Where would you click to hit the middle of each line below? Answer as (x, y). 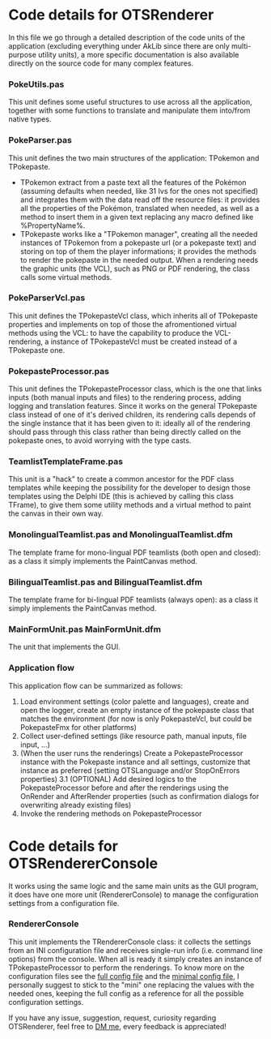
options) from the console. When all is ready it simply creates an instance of (135, 959)
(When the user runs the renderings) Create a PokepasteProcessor (131, 753)
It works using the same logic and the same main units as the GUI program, (133, 886)
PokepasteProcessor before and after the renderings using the (124, 788)
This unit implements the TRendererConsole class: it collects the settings (130, 942)
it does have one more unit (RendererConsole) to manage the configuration (133, 895)
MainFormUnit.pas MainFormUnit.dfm (85, 629)
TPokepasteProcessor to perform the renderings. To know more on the (127, 968)
